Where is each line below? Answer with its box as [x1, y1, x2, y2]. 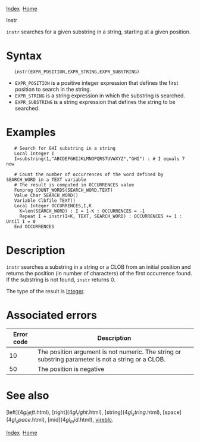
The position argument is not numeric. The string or [37, 348, 182, 356]
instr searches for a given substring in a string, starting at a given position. [6, 28, 191, 35]
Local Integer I [14, 151, 55, 156]
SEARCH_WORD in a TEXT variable [6, 176, 86, 183]
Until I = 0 [6, 218, 36, 225]
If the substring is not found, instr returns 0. [6, 276, 116, 283]
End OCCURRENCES [14, 223, 55, 229]
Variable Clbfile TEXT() [14, 197, 76, 204]
